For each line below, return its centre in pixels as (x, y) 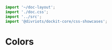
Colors (20, 42)
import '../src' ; (24, 17)
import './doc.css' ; (27, 12)
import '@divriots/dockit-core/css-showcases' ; (57, 21)
